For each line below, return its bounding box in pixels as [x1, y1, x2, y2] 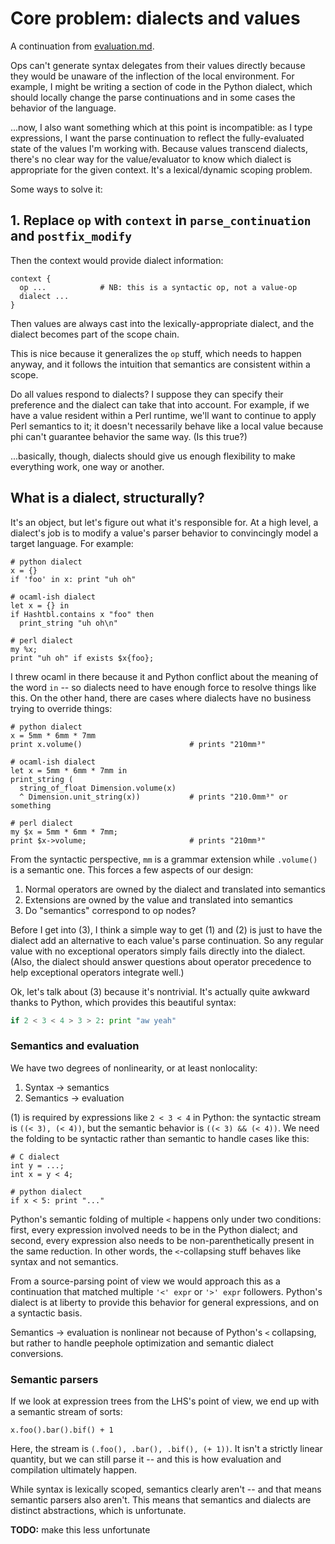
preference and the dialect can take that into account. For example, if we [10, 398, 310, 411]
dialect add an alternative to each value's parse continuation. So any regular [10, 934, 324, 946]
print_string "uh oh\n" [19, 618, 118, 628]
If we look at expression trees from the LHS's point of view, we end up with [10, 1395, 320, 1407]
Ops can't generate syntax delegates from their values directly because [10, 59, 306, 71]
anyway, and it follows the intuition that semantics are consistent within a [10, 358, 311, 370]
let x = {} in [10, 600, 70, 611]
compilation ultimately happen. [10, 1464, 138, 1476]
